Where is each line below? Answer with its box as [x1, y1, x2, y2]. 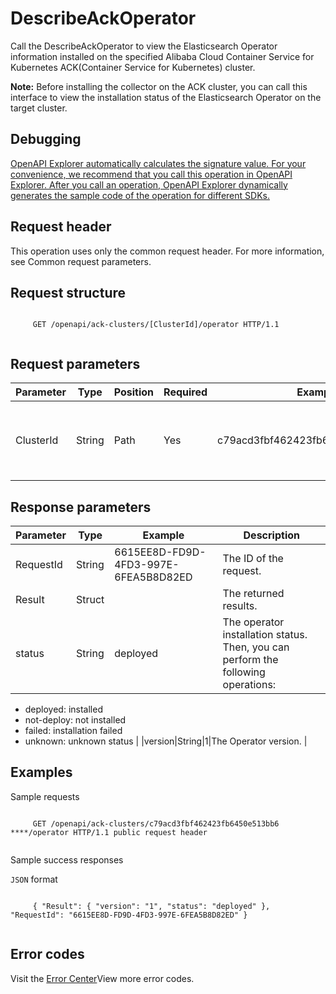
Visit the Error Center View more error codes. [10, 972, 195, 984]
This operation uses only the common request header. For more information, [10, 245, 325, 257]
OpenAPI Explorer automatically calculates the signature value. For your [10, 157, 307, 169]
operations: [222, 678, 277, 691]
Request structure [10, 284, 127, 301]
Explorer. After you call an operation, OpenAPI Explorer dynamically [10, 178, 288, 191]
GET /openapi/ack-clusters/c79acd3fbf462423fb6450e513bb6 [32, 818, 280, 829]
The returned [222, 587, 285, 600]
